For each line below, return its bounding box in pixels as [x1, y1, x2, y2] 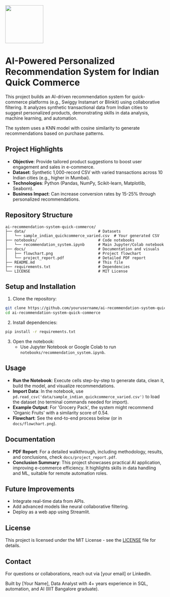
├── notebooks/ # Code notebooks [5, 238, 135, 243]
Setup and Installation [5, 282, 76, 291]
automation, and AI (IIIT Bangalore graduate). [5, 586, 99, 592]
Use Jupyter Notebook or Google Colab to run [20, 344, 116, 350]
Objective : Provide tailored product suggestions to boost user [12, 158, 142, 164]
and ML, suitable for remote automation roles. [12, 470, 108, 476]
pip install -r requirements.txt [5, 329, 76, 334]
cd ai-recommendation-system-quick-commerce [5, 310, 101, 316]
